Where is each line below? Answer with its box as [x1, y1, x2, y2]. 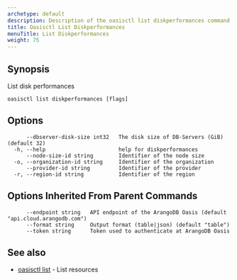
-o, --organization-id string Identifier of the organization [13, 158, 214, 165]
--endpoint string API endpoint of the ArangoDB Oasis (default [26, 208, 227, 216]
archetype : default [7, 10, 65, 18]
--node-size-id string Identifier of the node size [26, 152, 204, 159]
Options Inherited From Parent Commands [7, 190, 198, 202]
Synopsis [7, 63, 50, 75]
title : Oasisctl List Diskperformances [7, 23, 126, 30]
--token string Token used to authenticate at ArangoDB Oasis [26, 228, 231, 235]
